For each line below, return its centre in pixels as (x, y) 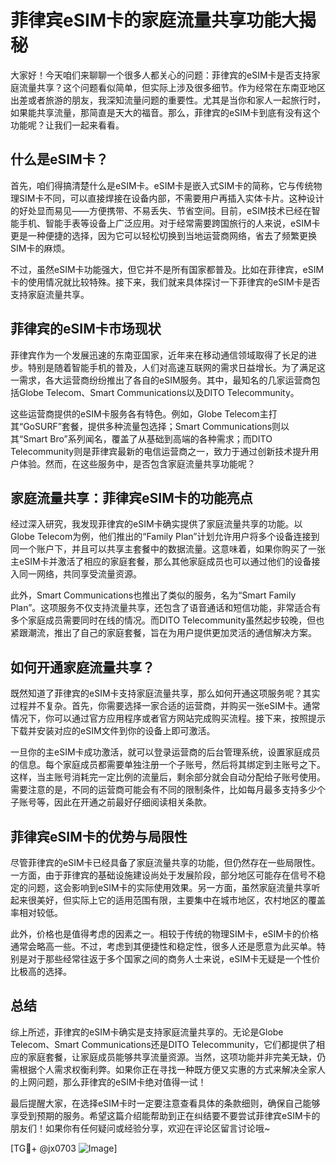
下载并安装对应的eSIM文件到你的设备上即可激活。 (113, 731)
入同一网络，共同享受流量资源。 (76, 574)
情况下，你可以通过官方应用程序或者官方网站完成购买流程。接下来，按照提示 (168, 718)
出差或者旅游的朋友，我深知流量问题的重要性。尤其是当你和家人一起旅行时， (168, 100)
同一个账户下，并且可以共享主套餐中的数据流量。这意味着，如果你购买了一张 (168, 549)
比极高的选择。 (41, 971)
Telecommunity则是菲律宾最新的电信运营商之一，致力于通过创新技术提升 (160, 451)
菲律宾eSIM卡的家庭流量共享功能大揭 (163, 20)
